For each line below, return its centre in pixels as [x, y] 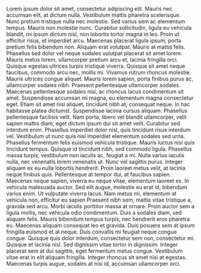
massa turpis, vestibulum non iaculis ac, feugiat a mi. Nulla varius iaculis [95, 155]
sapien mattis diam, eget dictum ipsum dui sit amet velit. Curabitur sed [93, 123]
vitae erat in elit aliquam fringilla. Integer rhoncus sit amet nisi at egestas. [97, 257]
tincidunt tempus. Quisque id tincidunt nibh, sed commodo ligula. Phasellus [99, 149]
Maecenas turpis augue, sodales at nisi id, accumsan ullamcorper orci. [94, 264]
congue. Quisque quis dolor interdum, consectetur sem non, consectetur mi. [100, 238]
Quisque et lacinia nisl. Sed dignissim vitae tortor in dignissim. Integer [92, 244]
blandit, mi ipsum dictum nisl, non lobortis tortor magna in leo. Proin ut [93, 34]
